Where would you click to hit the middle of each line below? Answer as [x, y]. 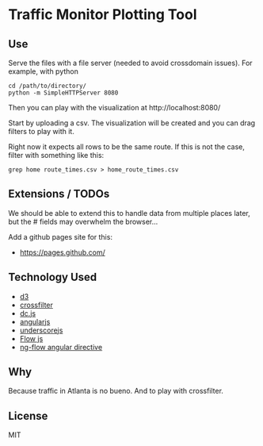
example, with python [44, 71]
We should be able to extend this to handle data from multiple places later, [130, 213]
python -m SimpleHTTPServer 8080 [63, 93]
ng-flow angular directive [61, 347]
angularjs [35, 321]
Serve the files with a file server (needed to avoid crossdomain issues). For [130, 63]
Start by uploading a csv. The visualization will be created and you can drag [132, 123]
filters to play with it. [42, 131]
